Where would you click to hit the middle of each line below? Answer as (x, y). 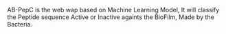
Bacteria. (20, 24)
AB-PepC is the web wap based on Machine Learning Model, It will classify (113, 10)
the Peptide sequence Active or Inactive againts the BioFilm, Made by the (111, 17)
